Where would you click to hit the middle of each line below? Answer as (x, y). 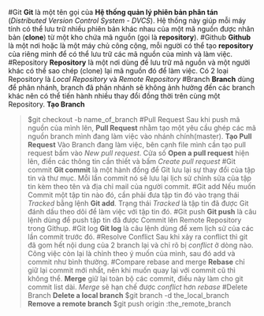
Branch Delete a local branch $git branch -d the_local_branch (128, 295)
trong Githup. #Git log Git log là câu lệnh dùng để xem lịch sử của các (141, 228)
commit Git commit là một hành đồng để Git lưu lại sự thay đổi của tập (141, 170)
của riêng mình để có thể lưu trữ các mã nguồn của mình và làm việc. (121, 54)
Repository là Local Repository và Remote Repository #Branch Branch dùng (131, 79)
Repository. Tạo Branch (46, 104)
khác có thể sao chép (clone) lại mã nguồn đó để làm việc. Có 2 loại (118, 71)
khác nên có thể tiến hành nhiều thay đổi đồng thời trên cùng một (114, 96)
